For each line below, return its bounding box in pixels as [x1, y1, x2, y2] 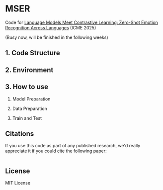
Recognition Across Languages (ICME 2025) [5, 24, 96, 30]
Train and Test [12, 115, 42, 121]
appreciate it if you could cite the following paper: [5, 148, 107, 154]
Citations [5, 129, 34, 138]
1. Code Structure [5, 49, 61, 57]
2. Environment [5, 66, 54, 74]
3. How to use [5, 83, 49, 91]
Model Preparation [12, 95, 51, 102]
